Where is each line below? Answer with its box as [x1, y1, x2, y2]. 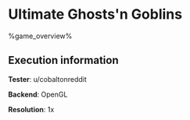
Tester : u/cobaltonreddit [8, 74, 88, 83]
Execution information [8, 54, 119, 67]
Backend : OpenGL [8, 90, 68, 99]
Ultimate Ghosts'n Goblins [8, 5, 182, 23]
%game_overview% [8, 31, 73, 41]
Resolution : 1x [8, 104, 55, 114]
